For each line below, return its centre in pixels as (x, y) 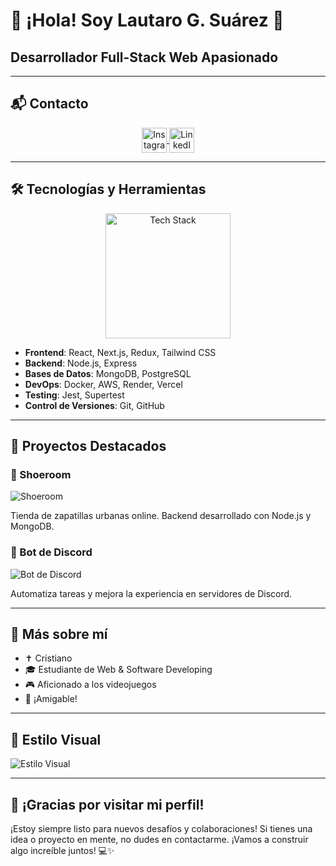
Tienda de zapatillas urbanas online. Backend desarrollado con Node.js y (161, 516)
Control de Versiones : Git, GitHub (94, 405)
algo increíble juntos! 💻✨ (62, 851)
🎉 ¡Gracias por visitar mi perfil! (107, 804)
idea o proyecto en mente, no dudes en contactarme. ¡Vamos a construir (159, 840)
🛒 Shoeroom (41, 474)
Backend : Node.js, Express (81, 363)
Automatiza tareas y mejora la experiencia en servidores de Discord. (151, 593)
